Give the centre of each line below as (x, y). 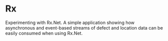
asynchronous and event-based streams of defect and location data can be (84, 27)
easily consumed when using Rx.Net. (44, 33)
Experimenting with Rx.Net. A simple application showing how (70, 22)
